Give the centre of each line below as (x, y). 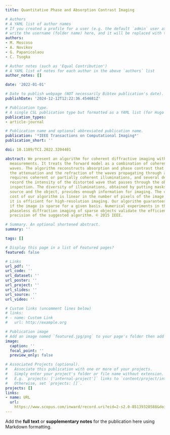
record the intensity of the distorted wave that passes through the (84, 182)
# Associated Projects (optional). (43, 364)
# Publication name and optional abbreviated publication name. (74, 131)
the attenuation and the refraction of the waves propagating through (86, 173)
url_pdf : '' (18, 266)
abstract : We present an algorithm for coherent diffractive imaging (80, 159)
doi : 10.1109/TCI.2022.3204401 (38, 150)
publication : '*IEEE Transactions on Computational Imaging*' (72, 136)
